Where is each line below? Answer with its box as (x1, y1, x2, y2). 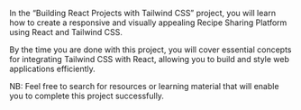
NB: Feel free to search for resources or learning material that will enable (9, 81, 279, 91)
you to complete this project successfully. (9, 90, 165, 101)
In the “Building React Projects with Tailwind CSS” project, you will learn (9, 8, 277, 18)
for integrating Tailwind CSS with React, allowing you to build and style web (9, 54, 290, 64)
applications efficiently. (9, 63, 96, 74)
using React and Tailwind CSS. (9, 27, 123, 37)
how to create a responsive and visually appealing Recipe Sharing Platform (9, 17, 287, 28)
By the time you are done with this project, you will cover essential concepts (9, 44, 292, 55)
